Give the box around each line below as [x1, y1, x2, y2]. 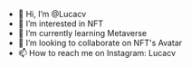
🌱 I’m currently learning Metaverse [17, 28, 148, 38]
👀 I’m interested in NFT [17, 18, 104, 29]
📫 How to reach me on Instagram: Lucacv [17, 48, 177, 58]
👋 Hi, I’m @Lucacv [17, 9, 87, 19]
